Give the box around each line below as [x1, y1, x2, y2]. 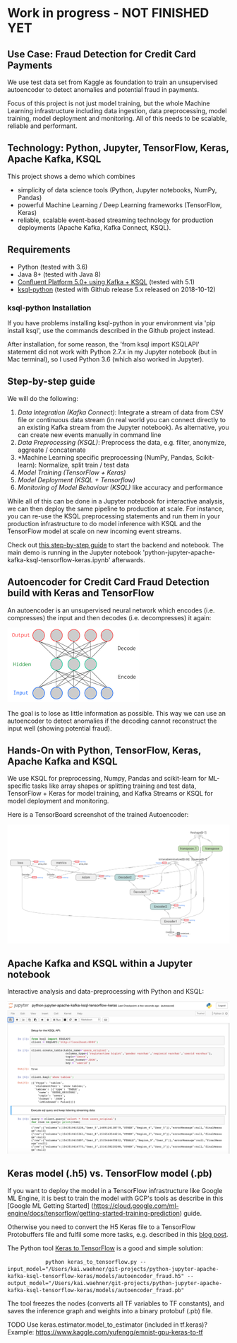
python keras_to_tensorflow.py [44, 1258, 138, 1265]
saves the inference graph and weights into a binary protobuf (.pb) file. [7, 1306, 213, 1315]
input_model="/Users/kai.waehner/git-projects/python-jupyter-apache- [7, 1265, 219, 1272]
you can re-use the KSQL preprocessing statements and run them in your [7, 511, 221, 521]
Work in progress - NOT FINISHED [7, 5, 209, 21]
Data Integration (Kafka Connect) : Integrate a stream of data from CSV [17, 408, 224, 417]
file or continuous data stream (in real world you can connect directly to [17, 415, 226, 424]
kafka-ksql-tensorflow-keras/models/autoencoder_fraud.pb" [7, 1286, 185, 1293]
